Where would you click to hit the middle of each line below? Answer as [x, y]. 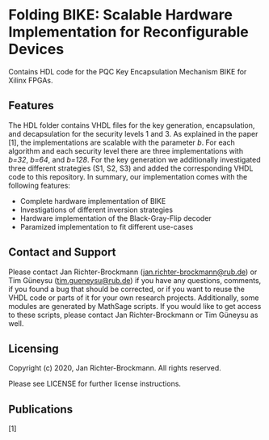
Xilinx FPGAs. [31, 80]
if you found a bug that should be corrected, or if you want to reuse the [126, 289]
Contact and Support [62, 252]
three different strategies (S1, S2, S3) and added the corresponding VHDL [131, 168]
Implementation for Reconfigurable [128, 32]
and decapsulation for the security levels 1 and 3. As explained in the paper [133, 133]
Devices [36, 49]
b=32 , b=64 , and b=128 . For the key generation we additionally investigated [134, 159]
